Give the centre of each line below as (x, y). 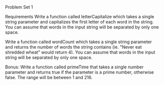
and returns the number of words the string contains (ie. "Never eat (73, 47)
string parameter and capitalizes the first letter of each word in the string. (80, 22)
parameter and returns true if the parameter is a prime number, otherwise (80, 72)
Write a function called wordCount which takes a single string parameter (79, 42)
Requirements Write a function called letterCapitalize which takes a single (80, 16)
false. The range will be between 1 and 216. (49, 77)
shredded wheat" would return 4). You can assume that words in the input (80, 52)
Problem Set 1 (19, 7)
